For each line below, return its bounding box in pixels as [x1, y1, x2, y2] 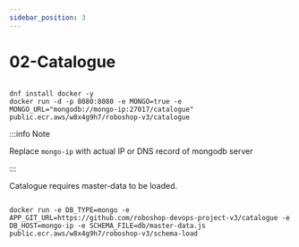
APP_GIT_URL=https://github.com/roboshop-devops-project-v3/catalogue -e [9, 213, 291, 222]
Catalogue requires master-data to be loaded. [9, 180, 178, 191]
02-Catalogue [9, 51, 116, 72]
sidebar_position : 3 [9, 13, 87, 22]
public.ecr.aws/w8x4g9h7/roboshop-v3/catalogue [9, 113, 191, 122]
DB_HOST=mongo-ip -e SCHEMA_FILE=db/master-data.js [9, 221, 206, 230]
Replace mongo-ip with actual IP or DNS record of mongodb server [9, 145, 253, 157]
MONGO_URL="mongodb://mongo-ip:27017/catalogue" [9, 105, 194, 114]
